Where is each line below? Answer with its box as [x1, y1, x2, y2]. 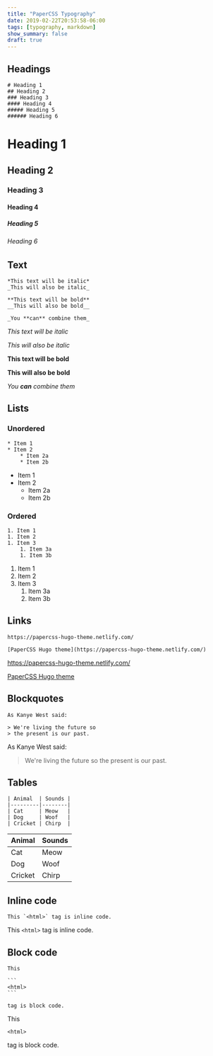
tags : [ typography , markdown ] [7, 23, 97, 30]
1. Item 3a [20, 546, 52, 553]
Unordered [7, 424, 45, 434]
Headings [7, 63, 51, 75]
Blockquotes [7, 693, 64, 705]
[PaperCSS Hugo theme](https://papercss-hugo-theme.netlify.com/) [7, 645, 207, 653]
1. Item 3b [20, 552, 52, 559]
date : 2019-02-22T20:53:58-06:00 [7, 17, 106, 24]
